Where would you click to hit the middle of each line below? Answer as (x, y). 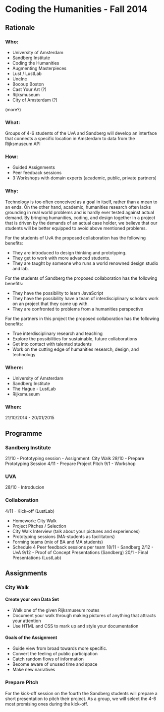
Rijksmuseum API (23, 144)
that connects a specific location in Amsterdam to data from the (70, 139)
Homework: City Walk (34, 521)
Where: (14, 367)
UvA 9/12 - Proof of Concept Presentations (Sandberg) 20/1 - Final (80, 552)
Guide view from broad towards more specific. (60, 648)
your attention (27, 621)
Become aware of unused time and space (55, 664)
